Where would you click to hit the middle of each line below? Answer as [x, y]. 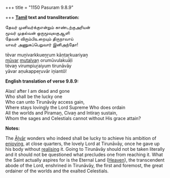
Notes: [13, 128]
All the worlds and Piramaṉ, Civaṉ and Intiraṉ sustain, [61, 113]
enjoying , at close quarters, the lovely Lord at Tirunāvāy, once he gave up [82, 144]
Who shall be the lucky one [34, 96]
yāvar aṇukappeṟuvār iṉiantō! [36, 71]
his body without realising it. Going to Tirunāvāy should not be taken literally [85, 149]
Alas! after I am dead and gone [38, 91]
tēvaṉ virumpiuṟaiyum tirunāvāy [39, 66]
